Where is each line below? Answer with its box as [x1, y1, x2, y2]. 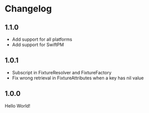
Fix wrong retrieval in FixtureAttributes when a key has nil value [12, 75, 144, 81]
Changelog [5, 3, 52, 15]
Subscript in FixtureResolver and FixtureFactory [12, 69, 112, 75]
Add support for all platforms [12, 36, 73, 42]
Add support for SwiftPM [12, 42, 64, 48]
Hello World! [5, 102, 31, 108]
